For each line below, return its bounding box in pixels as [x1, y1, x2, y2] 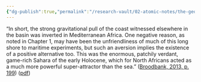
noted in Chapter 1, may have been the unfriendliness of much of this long [6, 37, 188, 45]
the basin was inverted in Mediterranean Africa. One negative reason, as [6, 31, 185, 39]
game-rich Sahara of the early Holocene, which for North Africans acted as [6, 56, 192, 64]
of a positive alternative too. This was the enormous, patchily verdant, [6, 50, 178, 57]
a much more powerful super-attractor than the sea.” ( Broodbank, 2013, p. [6, 63, 190, 70]
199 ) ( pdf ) [6, 69, 31, 76]
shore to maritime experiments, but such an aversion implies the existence [6, 44, 190, 51]
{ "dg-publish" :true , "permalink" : [6, 8, 90, 15]
